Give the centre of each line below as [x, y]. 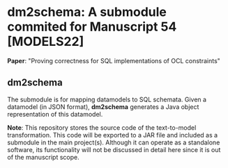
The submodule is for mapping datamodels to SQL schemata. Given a [107, 99]
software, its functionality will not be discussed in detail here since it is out [114, 149]
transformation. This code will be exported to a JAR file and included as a [113, 135]
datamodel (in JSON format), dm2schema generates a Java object [103, 107]
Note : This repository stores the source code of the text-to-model [102, 127]
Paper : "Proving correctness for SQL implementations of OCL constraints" [114, 60]
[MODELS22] [46, 42]
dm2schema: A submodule [87, 12]
